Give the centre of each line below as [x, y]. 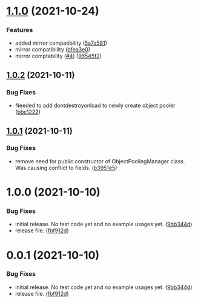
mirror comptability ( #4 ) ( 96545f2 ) [58, 56]
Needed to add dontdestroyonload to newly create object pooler [95, 106]
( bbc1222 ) [28, 112]
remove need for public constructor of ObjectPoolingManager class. [100, 161]
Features [20, 30]
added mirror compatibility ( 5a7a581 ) [61, 43]
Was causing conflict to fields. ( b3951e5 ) [66, 168]
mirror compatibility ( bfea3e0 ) [53, 50]
